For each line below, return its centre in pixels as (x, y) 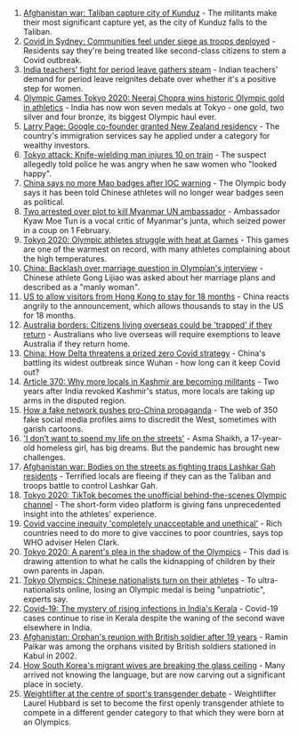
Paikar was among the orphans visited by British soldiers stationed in (149, 646)
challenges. (44, 457)
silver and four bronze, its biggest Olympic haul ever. (120, 117)
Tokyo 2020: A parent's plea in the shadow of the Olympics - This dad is (156, 552)
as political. (44, 202)
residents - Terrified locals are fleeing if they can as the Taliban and (147, 476)
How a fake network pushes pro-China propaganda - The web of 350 (150, 410)
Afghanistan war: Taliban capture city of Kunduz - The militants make (150, 13)
